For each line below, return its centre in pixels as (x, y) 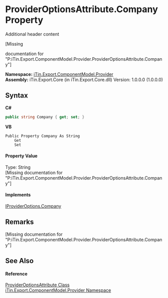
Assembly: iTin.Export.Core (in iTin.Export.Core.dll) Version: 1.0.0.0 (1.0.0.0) (84, 79)
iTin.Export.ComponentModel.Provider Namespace (58, 290)
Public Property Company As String (43, 136)
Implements (18, 195)
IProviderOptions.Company (33, 206)
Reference (16, 274)
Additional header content (32, 34)
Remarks (20, 222)
